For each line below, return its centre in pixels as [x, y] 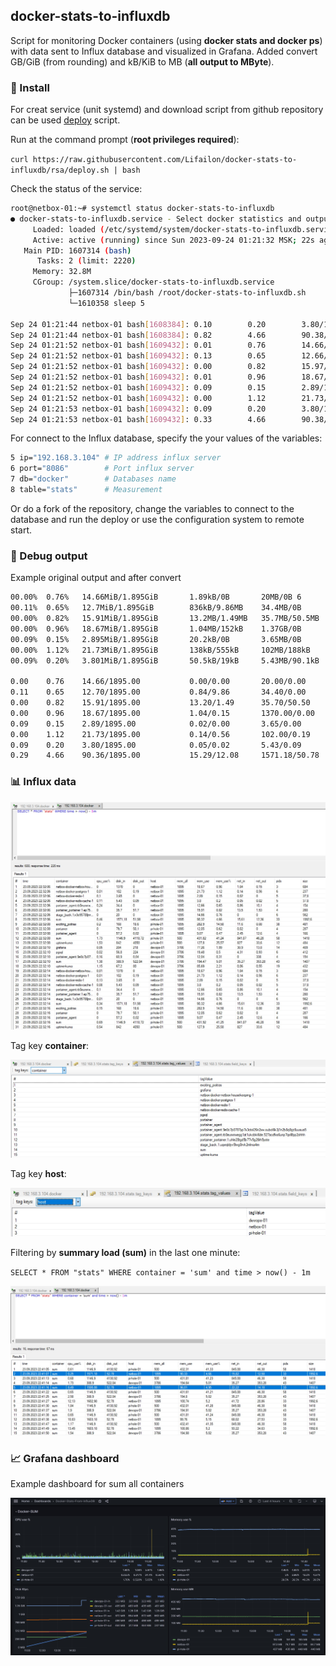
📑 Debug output [49, 556]
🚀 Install [30, 87]
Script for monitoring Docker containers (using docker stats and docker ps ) [166, 40]
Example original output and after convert [96, 578]
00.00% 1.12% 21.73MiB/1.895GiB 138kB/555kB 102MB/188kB [160, 650]
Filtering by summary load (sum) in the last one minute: [125, 1252]
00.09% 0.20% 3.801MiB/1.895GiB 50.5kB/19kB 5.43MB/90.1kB [165, 660]
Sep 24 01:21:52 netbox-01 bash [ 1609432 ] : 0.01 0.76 [138, 345]
